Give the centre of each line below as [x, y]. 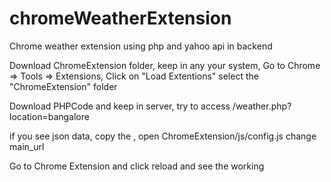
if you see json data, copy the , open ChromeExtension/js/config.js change [163, 136]
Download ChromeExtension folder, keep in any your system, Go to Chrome [165, 65]
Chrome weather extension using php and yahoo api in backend [141, 46]
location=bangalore [49, 116]
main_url [27, 146]
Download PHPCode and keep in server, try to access [120, 106]
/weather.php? [262, 106]
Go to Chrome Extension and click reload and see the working [137, 166]
